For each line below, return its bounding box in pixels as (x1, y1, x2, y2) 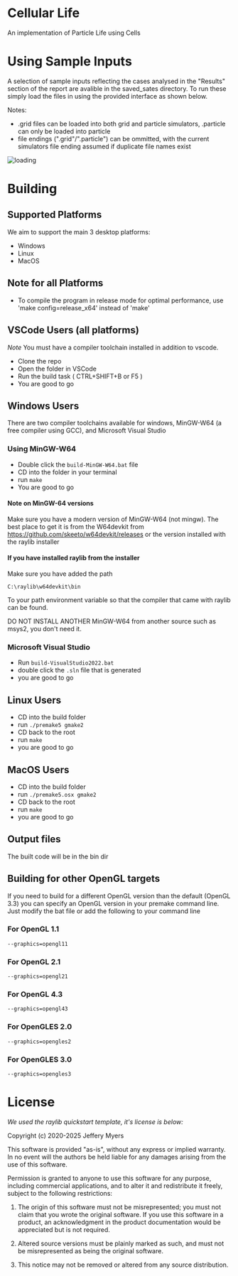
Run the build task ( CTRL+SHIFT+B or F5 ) (17, 371, 144, 381)
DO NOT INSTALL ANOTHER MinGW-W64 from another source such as (7, 617, 217, 626)
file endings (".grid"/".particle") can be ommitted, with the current (17, 134, 210, 143)
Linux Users (7, 694, 62, 706)
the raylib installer (7, 538, 60, 546)
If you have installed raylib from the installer (7, 554, 140, 562)
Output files (7, 833, 62, 846)
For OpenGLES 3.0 (7, 1054, 72, 1064)
